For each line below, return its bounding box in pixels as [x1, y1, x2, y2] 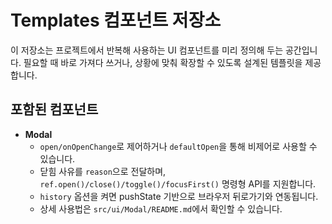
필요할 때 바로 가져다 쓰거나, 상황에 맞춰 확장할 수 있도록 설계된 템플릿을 [23, 56, 303, 68]
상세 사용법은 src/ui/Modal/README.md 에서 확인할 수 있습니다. [39, 202, 283, 215]
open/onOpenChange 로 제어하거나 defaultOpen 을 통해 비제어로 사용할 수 [39, 140, 318, 152]
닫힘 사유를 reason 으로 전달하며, [39, 165, 167, 177]
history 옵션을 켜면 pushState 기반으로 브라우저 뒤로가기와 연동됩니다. [39, 190, 319, 202]
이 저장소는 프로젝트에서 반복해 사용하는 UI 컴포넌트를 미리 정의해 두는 [10, 44, 284, 56]
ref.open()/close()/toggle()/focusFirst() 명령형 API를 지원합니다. [39, 177, 317, 190]
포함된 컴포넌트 [10, 101, 99, 118]
